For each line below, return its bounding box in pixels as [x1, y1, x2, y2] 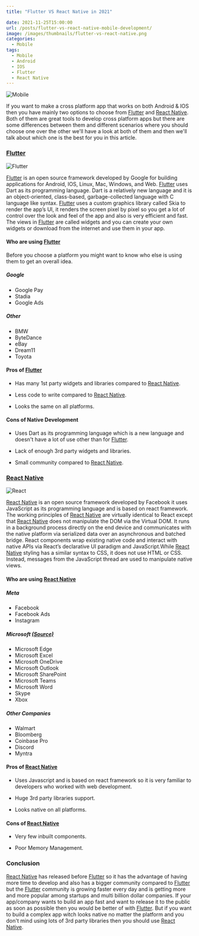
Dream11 [14, 346, 36, 354]
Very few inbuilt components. [14, 833, 87, 840]
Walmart [14, 724, 36, 731]
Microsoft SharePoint [14, 670, 67, 678]
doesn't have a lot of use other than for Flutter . [14, 436, 129, 443]
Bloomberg [14, 731, 42, 738]
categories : [6, 36, 36, 42]
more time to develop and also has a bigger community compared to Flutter [6, 879, 191, 886]
